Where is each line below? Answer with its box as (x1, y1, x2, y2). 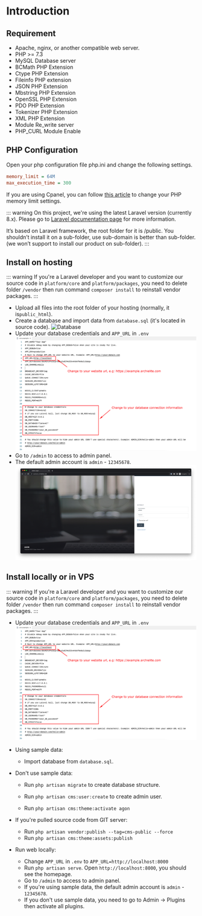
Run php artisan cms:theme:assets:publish (24, 835, 133, 842)
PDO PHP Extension (14, 102, 65, 109)
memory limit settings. (6, 197, 62, 205)
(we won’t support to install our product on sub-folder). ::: (6, 240, 150, 247)
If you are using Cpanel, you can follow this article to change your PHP (6, 191, 182, 198)
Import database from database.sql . (24, 758, 114, 765)
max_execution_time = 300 (6, 180, 71, 186)
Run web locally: (14, 846, 56, 853)
